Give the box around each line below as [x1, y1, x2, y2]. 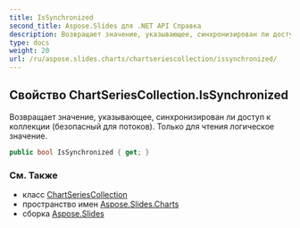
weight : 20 [9, 46, 50, 55]
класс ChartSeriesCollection [21, 189, 128, 199]
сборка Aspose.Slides [21, 207, 104, 219]
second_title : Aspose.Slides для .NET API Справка [9, 21, 202, 30]
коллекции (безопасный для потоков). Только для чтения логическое [9, 121, 275, 131]
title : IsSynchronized [9, 13, 94, 22]
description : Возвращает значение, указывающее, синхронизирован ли [9, 30, 270, 38]
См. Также [9, 169, 58, 182]
